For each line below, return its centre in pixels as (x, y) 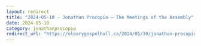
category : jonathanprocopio (41, 28)
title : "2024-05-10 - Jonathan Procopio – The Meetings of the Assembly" (100, 17)
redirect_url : (24, 34)
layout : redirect (28, 12)
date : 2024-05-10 (28, 23)
